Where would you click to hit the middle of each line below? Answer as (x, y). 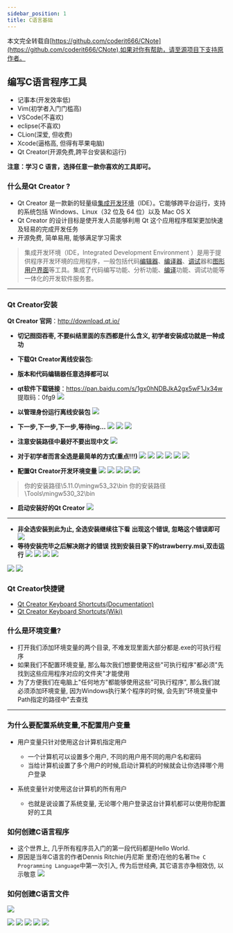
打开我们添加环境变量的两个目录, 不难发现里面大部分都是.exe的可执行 (116, 647)
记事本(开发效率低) (44, 100)
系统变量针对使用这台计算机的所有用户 (72, 789)
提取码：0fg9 (36, 397)
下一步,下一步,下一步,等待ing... (61, 427)
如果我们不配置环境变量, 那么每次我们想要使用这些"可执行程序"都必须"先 (120, 665)
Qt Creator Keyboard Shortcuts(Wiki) (70, 612)
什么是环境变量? (34, 631)
